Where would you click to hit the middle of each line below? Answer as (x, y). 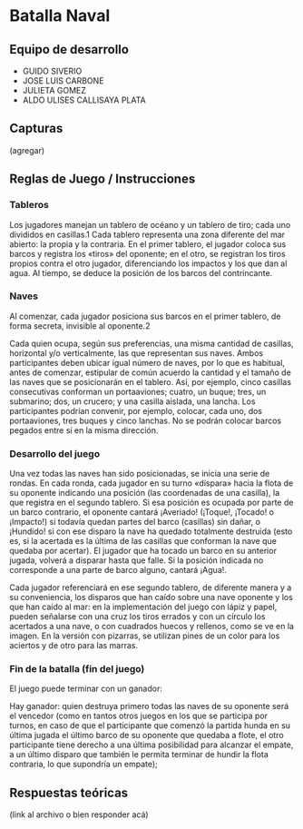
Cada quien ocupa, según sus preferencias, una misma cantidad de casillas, (151, 343)
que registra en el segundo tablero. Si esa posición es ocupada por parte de (151, 503)
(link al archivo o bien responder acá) (79, 814)
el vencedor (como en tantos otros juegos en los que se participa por (139, 716)
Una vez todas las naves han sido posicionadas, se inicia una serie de (140, 474)
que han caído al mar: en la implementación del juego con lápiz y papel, (143, 607)
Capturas (36, 128)
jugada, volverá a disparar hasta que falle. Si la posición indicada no (137, 560)
